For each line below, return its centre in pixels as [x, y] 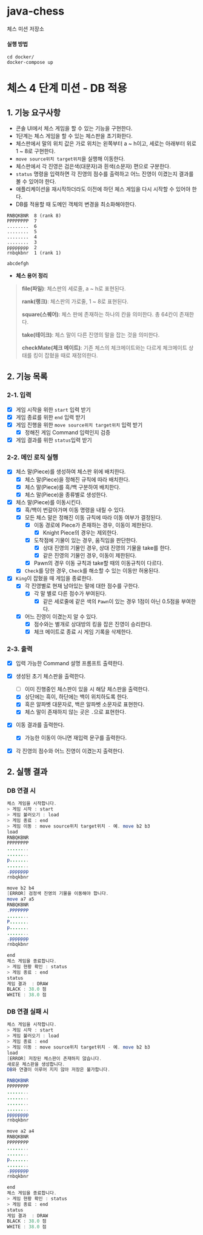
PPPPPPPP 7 [22, 221]
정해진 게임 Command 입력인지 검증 [68, 433]
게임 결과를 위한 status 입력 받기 [54, 440]
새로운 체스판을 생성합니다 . [36, 1064]
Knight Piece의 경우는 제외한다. [81, 532]
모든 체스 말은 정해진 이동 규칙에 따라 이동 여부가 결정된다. [93, 517]
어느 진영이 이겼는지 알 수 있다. [61, 616]
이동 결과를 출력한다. [40, 725]
